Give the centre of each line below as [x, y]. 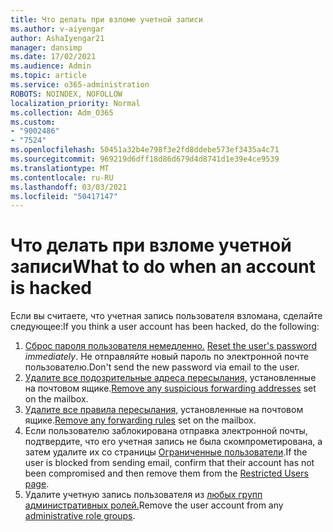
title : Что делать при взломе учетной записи [106, 19]
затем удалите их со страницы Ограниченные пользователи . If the [166, 452]
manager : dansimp [46, 47]
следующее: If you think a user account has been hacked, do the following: [165, 327]
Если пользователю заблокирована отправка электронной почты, [166, 431]
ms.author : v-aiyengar [57, 29]
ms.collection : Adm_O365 [62, 112]
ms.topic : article [48, 76]
